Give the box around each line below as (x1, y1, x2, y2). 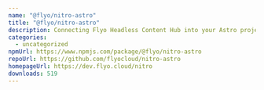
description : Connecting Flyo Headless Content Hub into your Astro (8, 26, 237, 34)
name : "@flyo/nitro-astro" (8, 11, 97, 20)
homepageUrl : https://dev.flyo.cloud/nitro (8, 63, 153, 70)
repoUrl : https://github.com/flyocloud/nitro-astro (8, 56, 181, 63)
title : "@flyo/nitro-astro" (8, 19, 101, 27)
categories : (8, 33, 47, 41)
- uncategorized (15, 41, 68, 49)
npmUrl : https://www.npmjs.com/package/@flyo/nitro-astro (8, 48, 202, 56)
